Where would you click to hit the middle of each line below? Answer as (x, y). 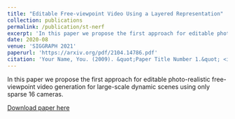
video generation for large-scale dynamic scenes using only (123, 86)
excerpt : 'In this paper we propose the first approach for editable (111, 33)
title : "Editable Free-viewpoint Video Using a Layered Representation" (115, 14)
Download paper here (38, 107)
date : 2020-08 (28, 40)
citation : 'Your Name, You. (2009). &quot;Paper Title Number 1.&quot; (114, 59)
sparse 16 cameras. (36, 94)
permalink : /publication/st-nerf (56, 27)
